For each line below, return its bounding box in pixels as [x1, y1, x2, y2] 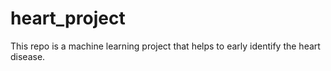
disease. [10, 50, 46, 62]
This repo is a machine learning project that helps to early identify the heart [10, 40, 321, 52]
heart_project [10, 7, 126, 30]
